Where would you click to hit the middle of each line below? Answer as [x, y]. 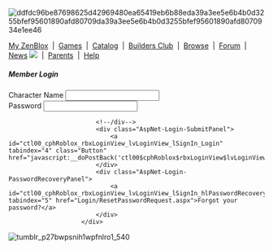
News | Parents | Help [54, 55]
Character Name [36, 94]
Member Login [34, 74]
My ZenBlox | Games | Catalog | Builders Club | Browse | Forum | [128, 46]
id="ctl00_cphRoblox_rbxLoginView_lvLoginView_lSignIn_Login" [116, 143]
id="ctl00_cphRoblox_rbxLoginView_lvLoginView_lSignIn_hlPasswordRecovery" [139, 193]
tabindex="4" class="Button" [58, 151]
